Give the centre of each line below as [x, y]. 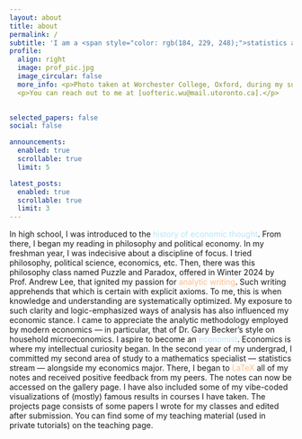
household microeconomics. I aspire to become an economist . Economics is [150, 339]
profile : [26, 51]
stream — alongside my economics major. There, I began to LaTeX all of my [149, 368]
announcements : [38, 142]
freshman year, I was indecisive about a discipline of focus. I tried [131, 254]
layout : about [36, 18]
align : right [42, 59]
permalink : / [34, 34]
